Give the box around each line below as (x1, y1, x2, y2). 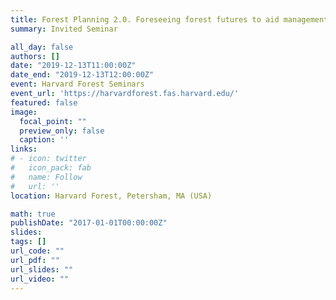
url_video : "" (10, 274, 70, 284)
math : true (10, 209, 56, 219)
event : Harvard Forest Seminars (10, 79, 145, 90)
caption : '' (19, 135, 70, 145)
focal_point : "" (19, 116, 87, 126)
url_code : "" (10, 246, 65, 256)
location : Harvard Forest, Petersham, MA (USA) (10, 191, 213, 201)
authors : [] (10, 51, 60, 61)
